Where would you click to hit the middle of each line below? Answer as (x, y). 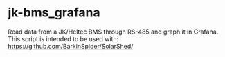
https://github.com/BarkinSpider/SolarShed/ (71, 46)
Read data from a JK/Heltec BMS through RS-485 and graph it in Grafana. (113, 32)
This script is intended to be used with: (63, 38)
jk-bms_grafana (54, 13)
